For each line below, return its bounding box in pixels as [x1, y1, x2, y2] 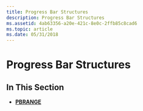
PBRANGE [15, 98, 41, 106]
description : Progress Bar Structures [6, 15, 105, 21]
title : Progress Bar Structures [6, 9, 88, 15]
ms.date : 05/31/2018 [6, 32, 59, 38]
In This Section [6, 82, 65, 92]
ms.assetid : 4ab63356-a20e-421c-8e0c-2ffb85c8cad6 [6, 20, 138, 26]
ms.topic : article [6, 26, 53, 32]
